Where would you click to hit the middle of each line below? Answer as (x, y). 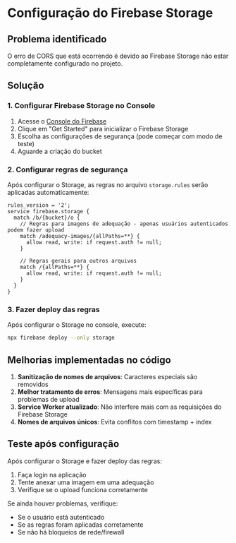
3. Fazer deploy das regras (54, 309)
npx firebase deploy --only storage (61, 338)
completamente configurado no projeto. (65, 64)
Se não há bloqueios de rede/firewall (71, 532)
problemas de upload (48, 399)
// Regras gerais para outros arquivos (79, 261)
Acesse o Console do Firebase (62, 121)
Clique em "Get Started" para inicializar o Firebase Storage (103, 129)
